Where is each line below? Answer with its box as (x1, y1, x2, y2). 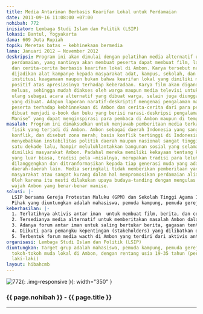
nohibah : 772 (6, 20, 39, 26)
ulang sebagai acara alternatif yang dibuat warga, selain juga (11, 93, 177, 99)
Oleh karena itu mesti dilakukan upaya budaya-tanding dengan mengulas (11, 178, 196, 184)
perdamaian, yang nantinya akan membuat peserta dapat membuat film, (11, 59, 190, 65)
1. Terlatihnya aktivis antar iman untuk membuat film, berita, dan (11, 211, 190, 217)
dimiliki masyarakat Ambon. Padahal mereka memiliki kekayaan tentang (11, 149, 193, 155)
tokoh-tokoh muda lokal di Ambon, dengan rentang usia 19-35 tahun (11, 250, 185, 257)
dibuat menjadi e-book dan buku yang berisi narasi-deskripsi (11, 110, 172, 116)
